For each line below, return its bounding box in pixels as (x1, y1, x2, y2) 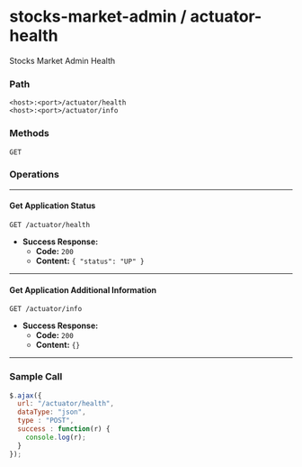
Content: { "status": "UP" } (35, 255, 145, 267)
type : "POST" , (17, 417, 75, 426)
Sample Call (9, 371, 63, 383)
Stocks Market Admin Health (9, 55, 115, 66)
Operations (9, 169, 60, 181)
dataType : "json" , (17, 407, 87, 417)
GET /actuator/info (9, 305, 83, 314)
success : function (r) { (17, 425, 111, 434)
